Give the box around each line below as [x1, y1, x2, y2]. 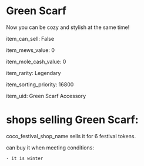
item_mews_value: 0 [6, 46, 55, 54]
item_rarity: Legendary [6, 69, 61, 76]
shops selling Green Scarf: [6, 113, 139, 126]
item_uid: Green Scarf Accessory [6, 92, 86, 99]
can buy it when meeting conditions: [6, 144, 94, 151]
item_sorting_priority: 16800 [6, 81, 74, 88]
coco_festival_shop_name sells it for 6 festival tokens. [6, 132, 136, 139]
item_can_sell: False [6, 35, 55, 42]
